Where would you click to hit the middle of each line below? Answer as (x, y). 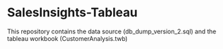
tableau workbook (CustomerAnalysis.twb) (68, 38)
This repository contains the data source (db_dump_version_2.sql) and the (112, 31)
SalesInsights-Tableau (72, 13)
